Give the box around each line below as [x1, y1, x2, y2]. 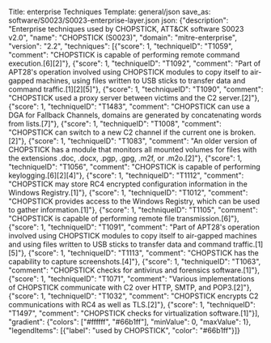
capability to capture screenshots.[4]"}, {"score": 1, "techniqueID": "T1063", [8, 257, 261, 266]
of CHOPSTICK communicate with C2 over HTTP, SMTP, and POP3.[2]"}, [8, 283, 252, 292]
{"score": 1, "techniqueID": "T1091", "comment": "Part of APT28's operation [8, 222, 260, 232]
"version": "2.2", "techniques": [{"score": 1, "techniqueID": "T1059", [8, 41, 233, 51]
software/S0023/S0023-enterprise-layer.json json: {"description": [8, 15, 229, 25]
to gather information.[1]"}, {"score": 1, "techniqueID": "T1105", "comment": [8, 205, 259, 214]
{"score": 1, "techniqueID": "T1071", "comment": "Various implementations [8, 274, 255, 283]
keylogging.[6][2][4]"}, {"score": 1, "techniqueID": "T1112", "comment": [8, 170, 244, 180]
